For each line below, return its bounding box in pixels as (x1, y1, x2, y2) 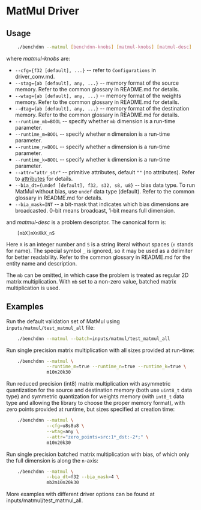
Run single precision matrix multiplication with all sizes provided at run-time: (6, 347, 195, 354)
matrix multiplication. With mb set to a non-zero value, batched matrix (6, 278, 177, 285)
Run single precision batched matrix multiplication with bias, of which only (6, 451, 190, 458)
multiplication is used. (6, 284, 61, 291)
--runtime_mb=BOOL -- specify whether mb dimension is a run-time (14, 117, 176, 124)
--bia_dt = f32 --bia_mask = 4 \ (46, 474, 119, 480)
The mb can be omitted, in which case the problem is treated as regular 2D (6, 272, 189, 279)
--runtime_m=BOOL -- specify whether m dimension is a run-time (14, 130, 170, 138)
